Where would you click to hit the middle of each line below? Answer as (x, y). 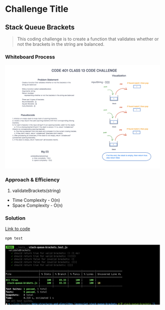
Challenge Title (37, 9)
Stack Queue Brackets (40, 27)
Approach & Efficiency (32, 180)
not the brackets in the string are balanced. (61, 44)
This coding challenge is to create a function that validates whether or (88, 39)
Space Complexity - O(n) (37, 205)
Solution (15, 218)
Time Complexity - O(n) (36, 200)
